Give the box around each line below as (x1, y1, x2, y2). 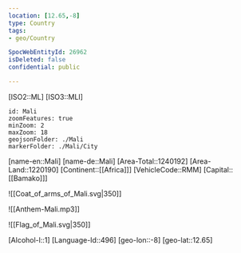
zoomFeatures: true (8, 114, 73, 122)
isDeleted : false (8, 56, 66, 64)
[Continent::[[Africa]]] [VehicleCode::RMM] (60, 164, 202, 174)
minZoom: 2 (8, 121, 45, 129)
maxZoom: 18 (8, 128, 48, 136)
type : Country (8, 19, 56, 27)
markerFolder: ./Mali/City (8, 142, 98, 150)
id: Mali (8, 107, 38, 116)
